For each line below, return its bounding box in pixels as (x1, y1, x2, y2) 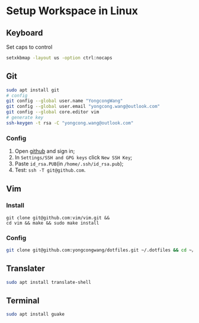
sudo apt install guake (6, 311, 65, 318)
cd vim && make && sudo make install (6, 220, 99, 226)
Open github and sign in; (14, 148, 75, 155)
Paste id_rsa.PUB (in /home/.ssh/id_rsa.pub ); (14, 160, 124, 167)
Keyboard (6, 28, 43, 38)
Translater (6, 264, 46, 274)
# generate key (6, 114, 44, 121)
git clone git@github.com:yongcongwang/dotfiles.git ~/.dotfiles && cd (6, 247, 187, 253)
